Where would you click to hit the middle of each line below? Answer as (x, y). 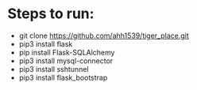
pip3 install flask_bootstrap (63, 77)
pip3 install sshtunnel (54, 69)
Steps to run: (51, 14)
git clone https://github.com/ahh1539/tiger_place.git (104, 36)
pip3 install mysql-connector (66, 61)
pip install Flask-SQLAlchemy (67, 52)
